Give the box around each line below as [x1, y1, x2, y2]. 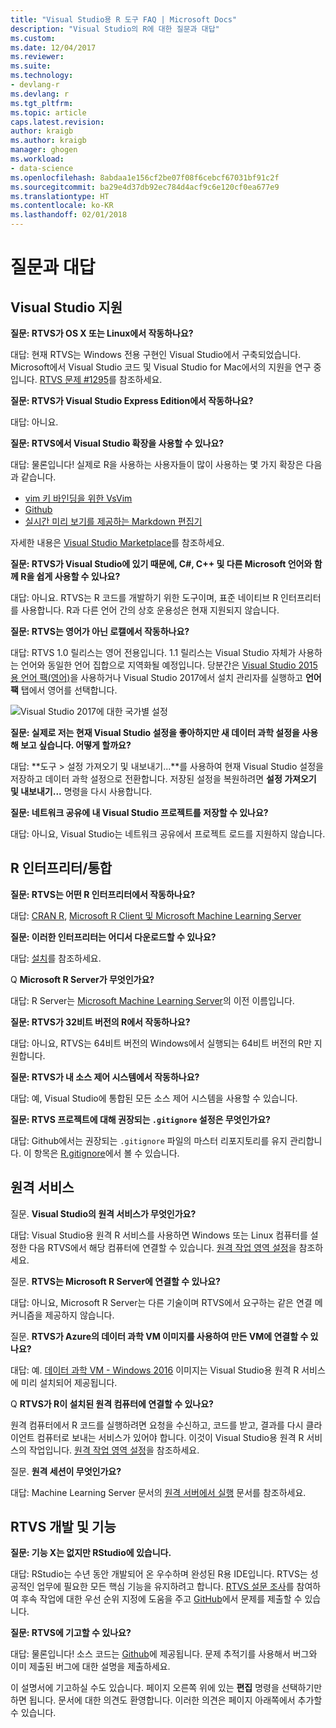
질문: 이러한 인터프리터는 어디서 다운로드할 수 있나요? [10, 931, 217, 943]
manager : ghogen [10, 145, 78, 155]
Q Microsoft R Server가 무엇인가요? [10, 973, 155, 985]
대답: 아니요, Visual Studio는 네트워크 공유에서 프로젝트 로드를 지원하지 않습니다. [10, 828, 326, 840]
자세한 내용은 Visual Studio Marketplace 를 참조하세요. [10, 537, 225, 548]
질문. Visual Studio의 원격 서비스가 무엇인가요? [10, 1207, 197, 1220]
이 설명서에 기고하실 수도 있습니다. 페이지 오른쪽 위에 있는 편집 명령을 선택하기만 [10, 1682, 323, 1694]
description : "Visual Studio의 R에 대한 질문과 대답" [10, 24, 220, 34]
